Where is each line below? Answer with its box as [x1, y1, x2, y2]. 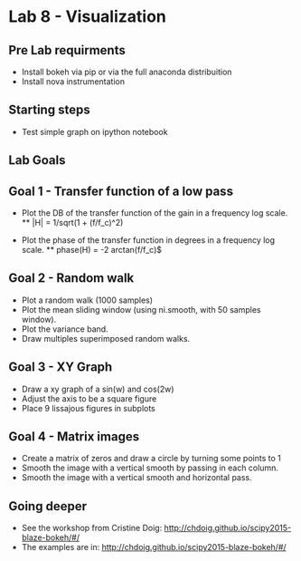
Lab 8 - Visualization [8, 6, 166, 27]
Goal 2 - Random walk [8, 270, 135, 286]
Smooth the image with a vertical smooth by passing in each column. [21, 462, 279, 473]
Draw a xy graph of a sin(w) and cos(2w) [21, 383, 174, 394]
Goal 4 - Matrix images [8, 429, 140, 445]
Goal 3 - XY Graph [8, 360, 113, 375]
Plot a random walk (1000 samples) [21, 295, 154, 305]
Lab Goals [8, 152, 66, 169]
